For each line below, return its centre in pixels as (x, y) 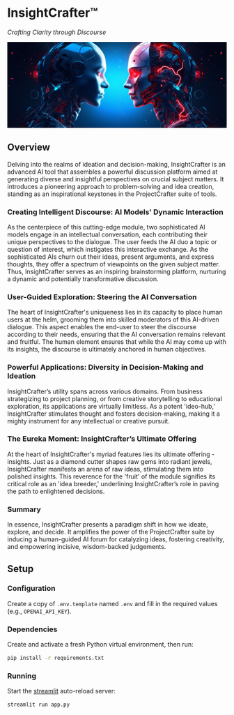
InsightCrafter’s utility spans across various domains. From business (105, 391)
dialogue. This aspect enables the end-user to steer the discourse (102, 327)
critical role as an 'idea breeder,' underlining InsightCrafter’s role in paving (113, 483)
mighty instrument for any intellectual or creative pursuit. (89, 421)
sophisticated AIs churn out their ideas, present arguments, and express (111, 257)
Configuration (31, 589)
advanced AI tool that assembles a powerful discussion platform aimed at (112, 172)
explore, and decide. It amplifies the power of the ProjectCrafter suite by (111, 532)
